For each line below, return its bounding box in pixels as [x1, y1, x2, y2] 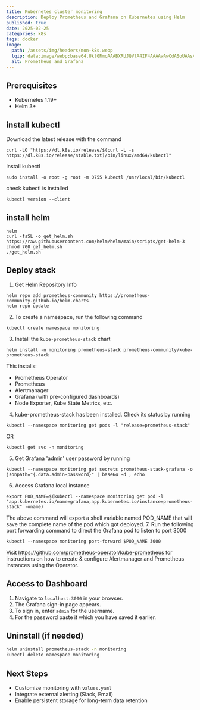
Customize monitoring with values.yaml [14, 684, 112, 691]
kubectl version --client [6, 196, 70, 202]
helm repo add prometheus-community [6, 292, 97, 298]
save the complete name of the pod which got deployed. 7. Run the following [6, 520, 194, 527]
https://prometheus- [99, 292, 151, 298]
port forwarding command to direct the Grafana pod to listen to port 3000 [6, 527, 187, 534]
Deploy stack [6, 265, 57, 276]
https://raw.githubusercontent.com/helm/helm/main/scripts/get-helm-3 [6, 239, 185, 245]
